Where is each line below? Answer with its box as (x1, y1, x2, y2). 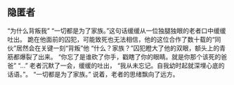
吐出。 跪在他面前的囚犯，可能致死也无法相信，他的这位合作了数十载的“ (7, 35, 216, 43)
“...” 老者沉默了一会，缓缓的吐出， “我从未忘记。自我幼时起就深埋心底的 (18, 61, 225, 70)
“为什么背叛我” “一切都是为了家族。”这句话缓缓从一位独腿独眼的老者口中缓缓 (7, 26, 226, 35)
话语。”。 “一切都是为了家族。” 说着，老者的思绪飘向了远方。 (7, 70, 179, 78)
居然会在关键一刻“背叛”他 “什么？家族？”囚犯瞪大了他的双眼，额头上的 (16, 44, 220, 52)
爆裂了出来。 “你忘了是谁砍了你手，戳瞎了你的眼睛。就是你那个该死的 (19, 52, 221, 61)
